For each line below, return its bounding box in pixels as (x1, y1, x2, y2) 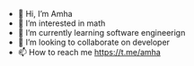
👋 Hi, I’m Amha (17, 9, 74, 19)
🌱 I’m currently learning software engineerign (17, 28, 186, 37)
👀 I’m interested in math (17, 18, 106, 29)
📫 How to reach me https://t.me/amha (17, 47, 162, 57)
